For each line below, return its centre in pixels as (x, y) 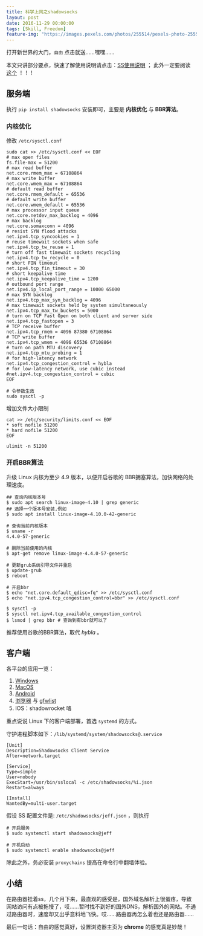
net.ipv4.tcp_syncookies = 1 (43, 237)
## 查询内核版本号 (26, 497)
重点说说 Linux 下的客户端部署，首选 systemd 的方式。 (73, 721)
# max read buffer (29, 168)
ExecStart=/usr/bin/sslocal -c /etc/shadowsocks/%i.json (79, 783)
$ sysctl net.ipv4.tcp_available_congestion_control (74, 614)
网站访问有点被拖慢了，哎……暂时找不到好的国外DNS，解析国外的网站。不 (98, 906)
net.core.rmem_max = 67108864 (44, 173)
